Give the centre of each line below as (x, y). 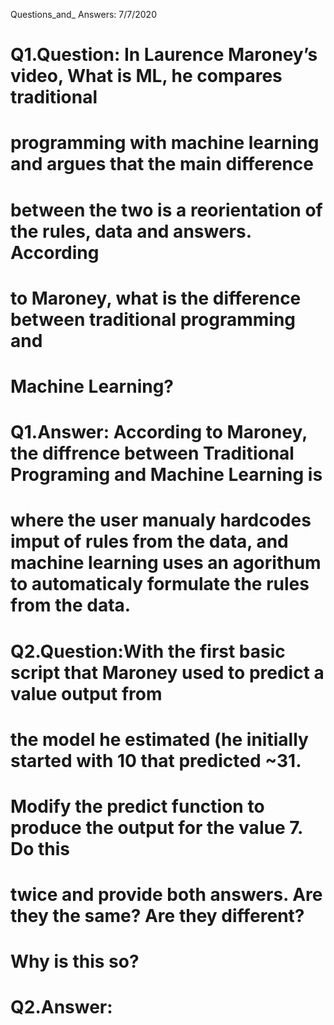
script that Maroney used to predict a (167, 672)
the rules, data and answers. (131, 231)
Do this (40, 848)
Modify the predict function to (137, 806)
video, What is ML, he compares (146, 76)
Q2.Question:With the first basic (148, 651)
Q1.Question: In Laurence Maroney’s (164, 55)
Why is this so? (75, 961)
